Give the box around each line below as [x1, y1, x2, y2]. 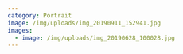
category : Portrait [7, 11, 72, 20]
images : [7, 26, 33, 34]
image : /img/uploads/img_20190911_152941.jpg [7, 19, 161, 27]
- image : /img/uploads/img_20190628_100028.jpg [14, 33, 176, 42]
